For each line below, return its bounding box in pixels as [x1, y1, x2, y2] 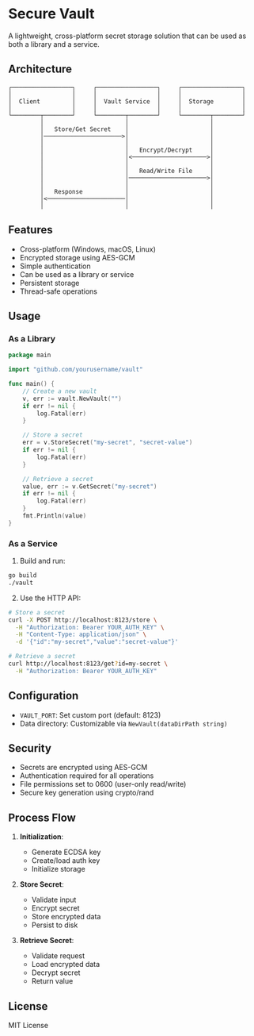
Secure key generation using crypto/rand [19, 788, 154, 798]
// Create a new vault [22, 387, 97, 395]
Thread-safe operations [19, 287, 97, 296]
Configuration [8, 689, 79, 703]
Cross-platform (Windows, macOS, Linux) [19, 244, 157, 254]
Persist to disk [31, 920, 78, 930]
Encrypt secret [31, 903, 81, 913]
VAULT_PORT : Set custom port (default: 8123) [19, 710, 161, 719]
